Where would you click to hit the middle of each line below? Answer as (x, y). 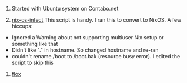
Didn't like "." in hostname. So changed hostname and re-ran (85, 50)
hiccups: (22, 26)
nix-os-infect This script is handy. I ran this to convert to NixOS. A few (96, 20)
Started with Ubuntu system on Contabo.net (65, 9)
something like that (35, 44)
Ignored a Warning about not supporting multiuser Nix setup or (88, 37)
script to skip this (33, 62)
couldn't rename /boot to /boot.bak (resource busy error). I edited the (96, 56)
